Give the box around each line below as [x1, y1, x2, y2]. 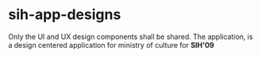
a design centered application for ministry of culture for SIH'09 [8, 40, 214, 49]
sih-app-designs [8, 6, 121, 24]
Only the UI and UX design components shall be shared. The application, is [8, 32, 254, 41]
